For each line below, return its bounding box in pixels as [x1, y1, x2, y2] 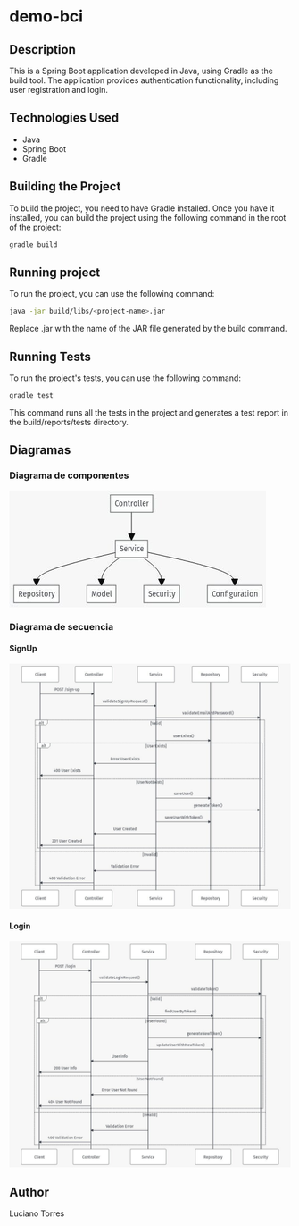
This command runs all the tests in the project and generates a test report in [9, 407, 288, 417]
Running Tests [9, 348, 91, 364]
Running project [9, 265, 101, 280]
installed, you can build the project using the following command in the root [9, 212, 287, 223]
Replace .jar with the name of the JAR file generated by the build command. [9, 323, 287, 334]
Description [9, 42, 76, 57]
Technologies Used [9, 110, 119, 126]
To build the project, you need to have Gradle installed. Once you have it [9, 203, 275, 214]
